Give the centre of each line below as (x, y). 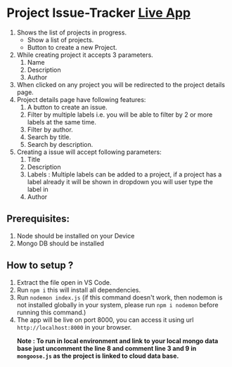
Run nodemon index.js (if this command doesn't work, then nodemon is (120, 297)
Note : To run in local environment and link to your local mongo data (117, 341)
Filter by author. (50, 129)
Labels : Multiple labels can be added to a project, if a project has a (124, 174)
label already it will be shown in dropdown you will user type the (120, 181)
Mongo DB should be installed (60, 243)
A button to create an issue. (67, 107)
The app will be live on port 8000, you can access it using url (105, 320)
